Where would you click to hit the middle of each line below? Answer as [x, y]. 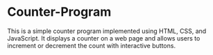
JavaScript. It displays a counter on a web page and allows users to [104, 38]
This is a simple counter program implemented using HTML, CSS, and [107, 31]
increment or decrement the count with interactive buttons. [91, 45]
